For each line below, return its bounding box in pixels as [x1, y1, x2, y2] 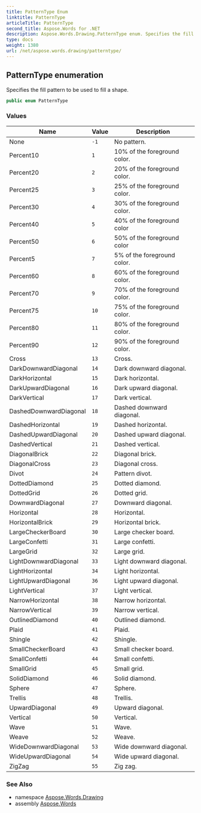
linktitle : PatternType [6, 14, 66, 20]
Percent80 [9, 324, 39, 332]
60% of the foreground [114, 268, 179, 276]
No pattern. [114, 138, 147, 146]
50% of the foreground [114, 234, 179, 242]
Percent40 [9, 220, 39, 228]
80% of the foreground [114, 319, 179, 328]
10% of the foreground [114, 147, 179, 156]
